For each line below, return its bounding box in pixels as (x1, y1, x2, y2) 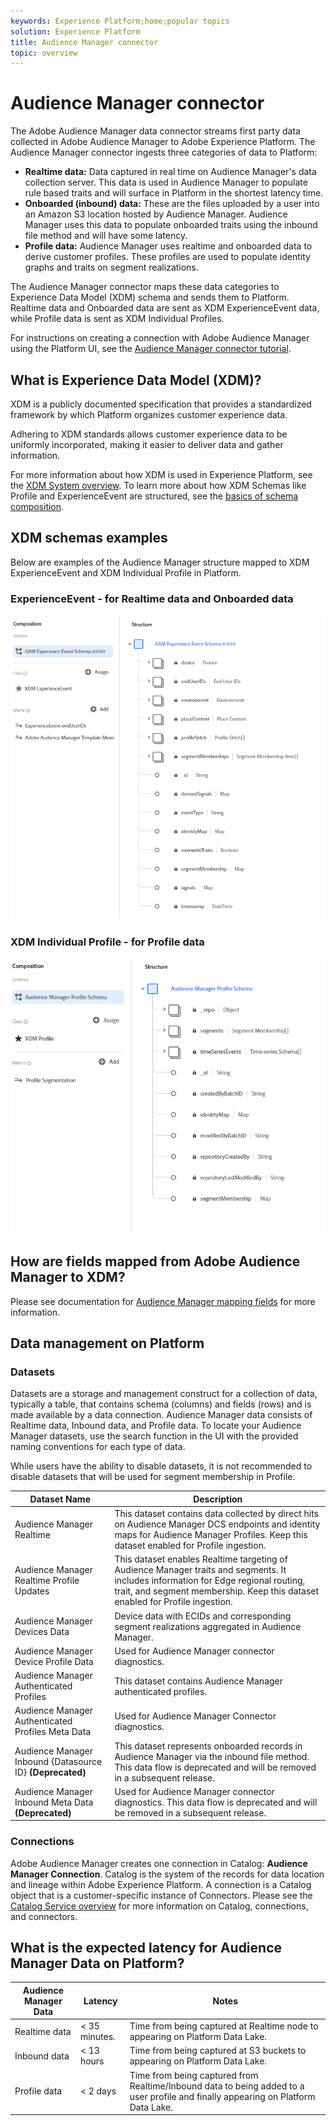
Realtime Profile (14, 1575, 80, 1587)
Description (193, 1493, 243, 1505)
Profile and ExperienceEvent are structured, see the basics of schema (10, 490, 299, 502)
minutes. (79, 2031, 116, 2043)
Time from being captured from (129, 2069, 259, 2081)
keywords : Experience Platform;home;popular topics (10, 16, 230, 26)
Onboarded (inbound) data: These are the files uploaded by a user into (24, 198, 320, 210)
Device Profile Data (14, 1655, 94, 1667)
